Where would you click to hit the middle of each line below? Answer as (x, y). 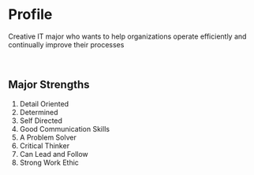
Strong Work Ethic (49, 162)
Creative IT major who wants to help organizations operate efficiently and (127, 36)
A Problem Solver (48, 137)
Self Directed (41, 121)
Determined (39, 112)
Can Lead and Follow (54, 154)
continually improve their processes (66, 44)
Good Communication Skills (65, 128)
